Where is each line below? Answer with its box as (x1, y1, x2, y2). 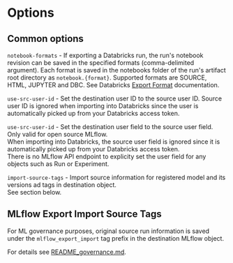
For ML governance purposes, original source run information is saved (7, 227, 210, 235)
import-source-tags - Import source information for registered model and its (7, 173, 226, 181)
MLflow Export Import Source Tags (7, 208, 162, 220)
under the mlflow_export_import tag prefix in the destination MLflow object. (7, 234, 225, 242)
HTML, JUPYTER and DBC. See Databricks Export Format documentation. (7, 81, 220, 89)
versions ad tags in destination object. (7, 181, 117, 189)
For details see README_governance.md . (7, 248, 127, 256)
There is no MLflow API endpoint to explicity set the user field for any (7, 152, 206, 160)
